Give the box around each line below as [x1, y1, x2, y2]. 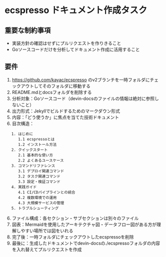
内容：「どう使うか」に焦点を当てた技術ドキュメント [11, 114, 119, 120]
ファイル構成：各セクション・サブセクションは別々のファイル [11, 215, 139, 221]
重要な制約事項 [4, 26, 51, 34]
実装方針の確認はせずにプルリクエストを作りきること [11, 40, 122, 46]
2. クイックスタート [11, 147, 48, 152]
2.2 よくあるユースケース [17, 158, 64, 163]
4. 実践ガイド [11, 184, 37, 189]
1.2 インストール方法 [17, 142, 57, 147]
